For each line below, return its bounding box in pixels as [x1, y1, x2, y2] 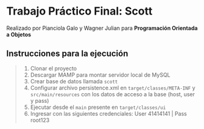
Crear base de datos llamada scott [30, 77, 118, 85]
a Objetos [6, 30, 32, 38]
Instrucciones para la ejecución [6, 49, 128, 59]
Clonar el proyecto [30, 64, 77, 72]
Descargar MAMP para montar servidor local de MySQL [30, 71, 171, 78]
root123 [30, 116, 50, 124]
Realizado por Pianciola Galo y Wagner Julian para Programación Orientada [6, 24, 198, 32]
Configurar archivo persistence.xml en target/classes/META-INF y [30, 84, 196, 91]
